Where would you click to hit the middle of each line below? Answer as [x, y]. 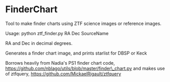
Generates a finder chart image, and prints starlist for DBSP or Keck [76, 53]
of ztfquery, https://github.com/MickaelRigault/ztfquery [63, 74]
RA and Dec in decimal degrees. [39, 43]
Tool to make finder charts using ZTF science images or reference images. [83, 23]
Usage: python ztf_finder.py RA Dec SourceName [57, 33]
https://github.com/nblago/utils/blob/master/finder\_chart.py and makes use [85, 68]
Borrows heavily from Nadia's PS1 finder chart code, [60, 63]
